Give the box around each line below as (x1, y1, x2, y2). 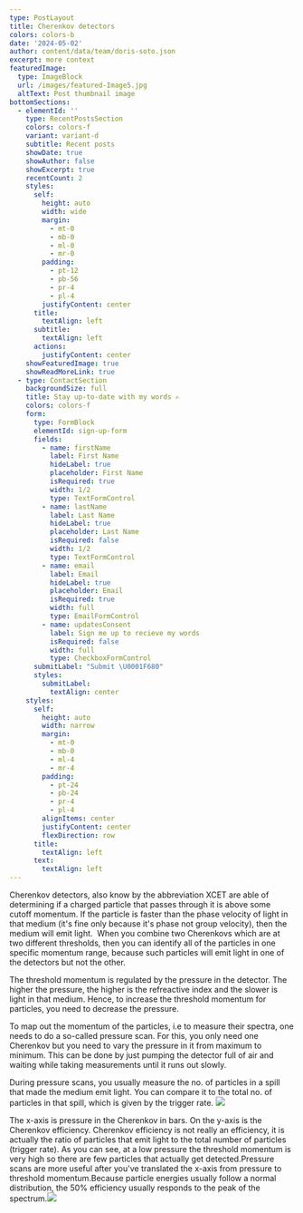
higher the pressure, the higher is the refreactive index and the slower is (9, 985, 279, 995)
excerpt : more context (9, 55, 95, 64)
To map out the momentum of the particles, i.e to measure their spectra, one (9, 1021, 294, 1032)
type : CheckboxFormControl (49, 654, 152, 663)
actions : (33, 342, 67, 351)
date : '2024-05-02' (9, 38, 83, 48)
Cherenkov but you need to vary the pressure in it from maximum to (9, 1040, 262, 1051)
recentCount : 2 (25, 173, 83, 182)
